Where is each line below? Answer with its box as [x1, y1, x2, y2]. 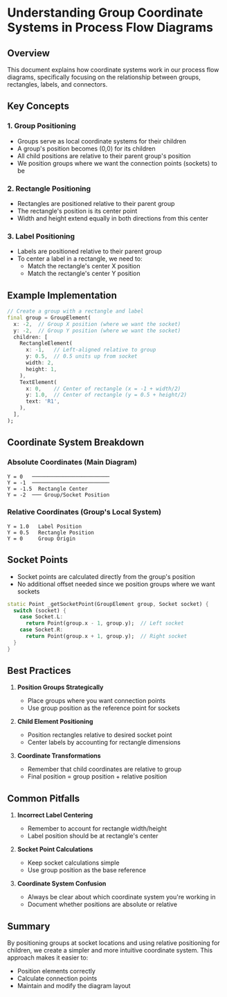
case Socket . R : [19, 626, 64, 634]
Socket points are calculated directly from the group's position [17, 572, 196, 580]
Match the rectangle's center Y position [27, 269, 140, 278]
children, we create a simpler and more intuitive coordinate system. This [7, 946, 213, 955]
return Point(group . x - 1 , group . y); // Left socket [25, 620, 185, 627]
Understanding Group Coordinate [7, 5, 203, 21]
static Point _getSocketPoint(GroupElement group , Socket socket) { [7, 600, 209, 607]
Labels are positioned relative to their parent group [17, 248, 163, 256]
